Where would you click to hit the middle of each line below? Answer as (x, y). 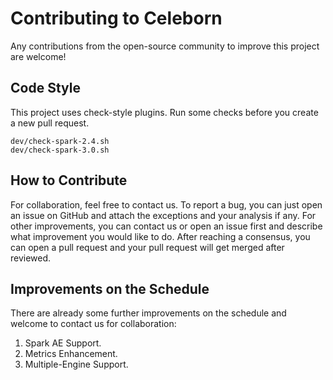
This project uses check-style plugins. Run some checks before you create (164, 112)
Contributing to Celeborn (116, 18)
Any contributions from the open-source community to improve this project (165, 46)
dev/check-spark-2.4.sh (60, 141)
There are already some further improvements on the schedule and (148, 313)
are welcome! (38, 56)
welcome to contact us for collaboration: (93, 324)
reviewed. (31, 258)
